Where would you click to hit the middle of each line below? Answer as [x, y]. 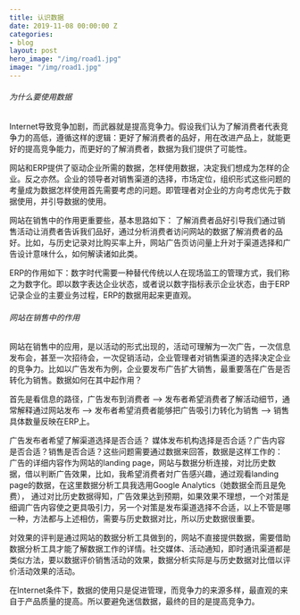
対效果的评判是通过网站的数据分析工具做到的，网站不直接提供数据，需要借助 [150, 538]
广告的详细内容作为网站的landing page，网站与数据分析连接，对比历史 [139, 463]
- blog [21, 42]
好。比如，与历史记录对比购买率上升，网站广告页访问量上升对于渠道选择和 [146, 243]
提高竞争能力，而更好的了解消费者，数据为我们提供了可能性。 [138, 149]
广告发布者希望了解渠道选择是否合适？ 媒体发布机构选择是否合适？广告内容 [147, 441]
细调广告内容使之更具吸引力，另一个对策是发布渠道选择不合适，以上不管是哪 [150, 508]
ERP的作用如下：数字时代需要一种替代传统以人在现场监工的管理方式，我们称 [150, 273]
